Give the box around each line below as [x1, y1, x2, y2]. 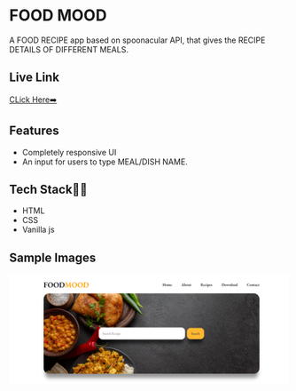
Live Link [9, 70, 60, 85]
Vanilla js [21, 224, 55, 235]
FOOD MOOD [9, 5, 107, 26]
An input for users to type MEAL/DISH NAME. [21, 156, 188, 167]
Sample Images [9, 250, 97, 265]
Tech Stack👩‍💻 [9, 181, 89, 196]
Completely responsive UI [21, 147, 117, 157]
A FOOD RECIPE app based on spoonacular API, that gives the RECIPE [9, 35, 266, 45]
